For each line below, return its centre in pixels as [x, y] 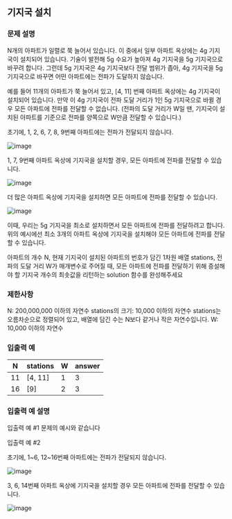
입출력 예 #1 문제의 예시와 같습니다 [54, 427]
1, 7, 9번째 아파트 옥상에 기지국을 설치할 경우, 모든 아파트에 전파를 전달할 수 [108, 160]
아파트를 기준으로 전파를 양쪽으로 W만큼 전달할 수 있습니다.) [101, 117]
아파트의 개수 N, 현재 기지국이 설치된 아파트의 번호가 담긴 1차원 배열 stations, [111, 257]
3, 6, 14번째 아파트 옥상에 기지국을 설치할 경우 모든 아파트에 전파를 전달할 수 [110, 485]
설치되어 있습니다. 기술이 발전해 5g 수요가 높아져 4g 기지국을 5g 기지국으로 [122, 59]
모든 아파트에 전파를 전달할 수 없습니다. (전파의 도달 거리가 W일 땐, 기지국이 [116, 108]
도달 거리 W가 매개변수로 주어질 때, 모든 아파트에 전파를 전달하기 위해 [113, 266]
